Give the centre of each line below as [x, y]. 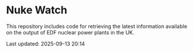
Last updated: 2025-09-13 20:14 [46, 44]
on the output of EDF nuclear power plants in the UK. [70, 32]
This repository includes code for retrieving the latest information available [97, 26]
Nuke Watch [37, 10]
